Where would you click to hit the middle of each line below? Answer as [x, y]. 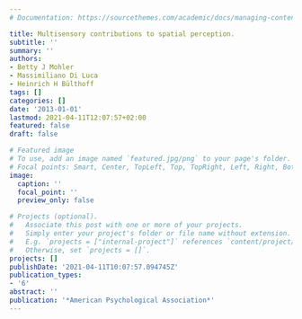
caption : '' [40, 184]
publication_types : [46, 275]
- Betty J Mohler [42, 67]
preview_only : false [56, 200]
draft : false [34, 134]
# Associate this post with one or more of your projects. [126, 226]
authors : [26, 59]
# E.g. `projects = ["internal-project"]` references [116, 242]
